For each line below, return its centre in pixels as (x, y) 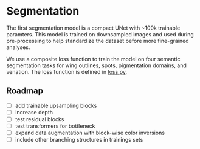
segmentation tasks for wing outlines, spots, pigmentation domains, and (96, 65)
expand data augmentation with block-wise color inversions (90, 133)
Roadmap (25, 91)
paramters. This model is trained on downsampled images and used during (100, 34)
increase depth (34, 112)
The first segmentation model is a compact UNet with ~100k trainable (93, 28)
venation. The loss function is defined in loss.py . (67, 71)
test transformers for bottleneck (55, 126)
